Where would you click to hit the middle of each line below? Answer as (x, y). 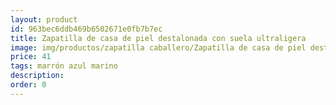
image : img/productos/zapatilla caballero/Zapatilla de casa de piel (158, 47)
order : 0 (28, 85)
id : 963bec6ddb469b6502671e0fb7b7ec (86, 29)
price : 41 (31, 57)
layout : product (44, 19)
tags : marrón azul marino (64, 66)
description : (37, 76)
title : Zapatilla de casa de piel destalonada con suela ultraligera (158, 38)
